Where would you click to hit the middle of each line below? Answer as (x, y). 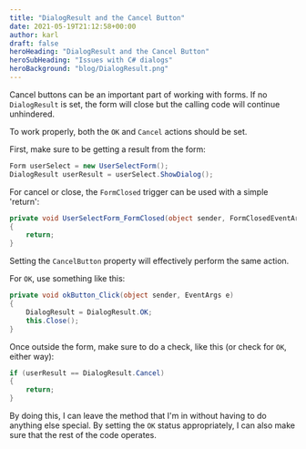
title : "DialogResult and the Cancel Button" (97, 18)
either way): (32, 356)
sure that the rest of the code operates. (83, 435)
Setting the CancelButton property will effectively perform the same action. (149, 261)
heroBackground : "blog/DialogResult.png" (89, 69)
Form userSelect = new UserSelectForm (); (89, 166)
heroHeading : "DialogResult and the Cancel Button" (109, 52)
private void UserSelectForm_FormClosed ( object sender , (117, 218)
